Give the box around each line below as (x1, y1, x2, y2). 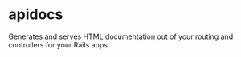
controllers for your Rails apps (8, 40, 108, 49)
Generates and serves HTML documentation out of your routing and (8, 32, 234, 41)
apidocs (8, 6, 63, 24)
